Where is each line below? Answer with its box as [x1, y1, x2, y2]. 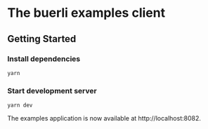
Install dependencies [7, 54, 81, 64]
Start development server [7, 86, 97, 95]
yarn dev [7, 102, 33, 109]
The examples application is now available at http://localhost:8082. [7, 114, 202, 123]
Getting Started [7, 33, 77, 45]
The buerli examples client [7, 5, 166, 21]
